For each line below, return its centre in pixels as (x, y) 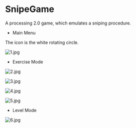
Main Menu (24, 32)
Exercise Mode (28, 61)
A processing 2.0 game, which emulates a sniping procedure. (68, 23)
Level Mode (24, 110)
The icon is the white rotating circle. (42, 42)
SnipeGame (30, 9)
